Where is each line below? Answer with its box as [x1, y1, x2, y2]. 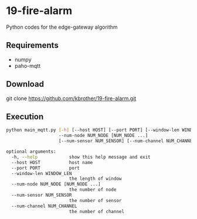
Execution [6, 111, 44, 121]
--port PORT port [11, 165, 80, 171]
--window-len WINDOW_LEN [11, 170, 72, 176]
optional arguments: [6, 149, 57, 155]
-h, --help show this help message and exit [11, 154, 151, 160]
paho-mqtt [14, 62, 41, 69]
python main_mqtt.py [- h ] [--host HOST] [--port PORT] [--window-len [6, 127, 180, 133]
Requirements [6, 40, 59, 50]
